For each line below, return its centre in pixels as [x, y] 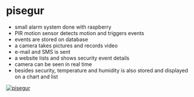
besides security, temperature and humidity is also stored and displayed [101, 70]
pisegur [25, 11]
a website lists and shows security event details [72, 58]
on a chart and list [36, 77]
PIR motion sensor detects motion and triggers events [79, 33]
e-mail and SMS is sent [42, 51]
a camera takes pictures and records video [66, 46]
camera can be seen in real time [53, 64]
